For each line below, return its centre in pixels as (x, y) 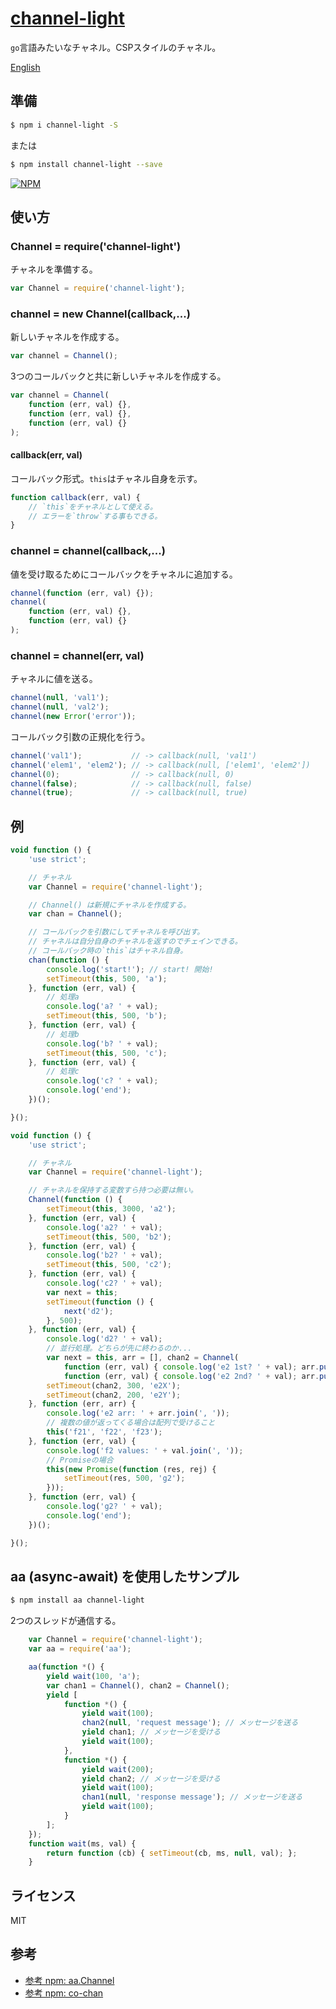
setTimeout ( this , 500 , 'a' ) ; (107, 978)
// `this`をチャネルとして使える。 (93, 507)
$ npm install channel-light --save (86, 164)
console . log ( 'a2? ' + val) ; (104, 1227)
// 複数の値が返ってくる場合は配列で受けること (131, 1423)
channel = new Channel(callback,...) (100, 314)
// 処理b (63, 1034)
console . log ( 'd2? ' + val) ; (104, 1339)
